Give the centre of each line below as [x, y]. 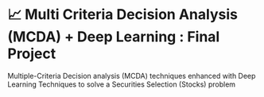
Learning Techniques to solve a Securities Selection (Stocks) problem [122, 84]
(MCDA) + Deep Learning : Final [114, 37]
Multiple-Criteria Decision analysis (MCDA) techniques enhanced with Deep [132, 76]
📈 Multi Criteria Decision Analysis [122, 15]
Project [32, 54]
